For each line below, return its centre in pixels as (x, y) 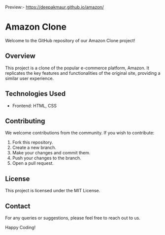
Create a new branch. (34, 147)
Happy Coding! (20, 227)
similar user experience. (30, 78)
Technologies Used (35, 94)
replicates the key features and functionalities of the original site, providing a (83, 73)
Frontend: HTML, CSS (34, 106)
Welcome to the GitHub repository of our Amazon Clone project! (70, 40)
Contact (18, 206)
